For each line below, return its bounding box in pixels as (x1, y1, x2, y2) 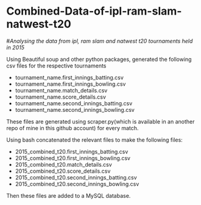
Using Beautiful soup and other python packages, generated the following (6, 55, 192, 63)
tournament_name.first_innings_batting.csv (15, 74, 124, 81)
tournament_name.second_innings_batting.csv (15, 99, 133, 107)
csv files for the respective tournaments (6, 62, 107, 69)
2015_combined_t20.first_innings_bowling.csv (15, 154, 131, 162)
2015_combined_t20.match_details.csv (15, 161, 113, 168)
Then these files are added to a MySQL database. (6, 192, 131, 199)
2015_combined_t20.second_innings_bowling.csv (15, 180, 139, 187)
